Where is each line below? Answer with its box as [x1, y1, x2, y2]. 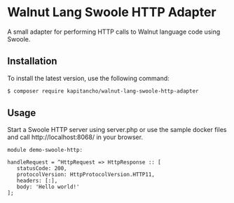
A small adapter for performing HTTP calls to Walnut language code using [7, 27, 221, 36]
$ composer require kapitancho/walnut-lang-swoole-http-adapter [7, 87, 199, 95]
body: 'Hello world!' [16, 183, 80, 190]
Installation [7, 55, 57, 67]
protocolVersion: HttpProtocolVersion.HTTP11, [16, 171, 156, 178]
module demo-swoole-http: [7, 147, 83, 154]
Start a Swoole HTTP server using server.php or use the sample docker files [7, 126, 227, 134]
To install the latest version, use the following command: [7, 74, 170, 82]
